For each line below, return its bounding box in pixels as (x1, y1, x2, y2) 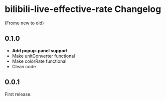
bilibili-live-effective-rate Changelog (5, 3, 161, 15)
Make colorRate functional (12, 58, 67, 64)
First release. (5, 91, 32, 97)
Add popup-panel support (12, 47, 68, 53)
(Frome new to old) (5, 20, 44, 26)
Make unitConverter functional (12, 53, 75, 59)
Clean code (12, 63, 36, 69)
